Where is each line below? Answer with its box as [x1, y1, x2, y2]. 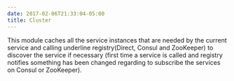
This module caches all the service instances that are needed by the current [7, 36, 228, 44]
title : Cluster [7, 17, 52, 24]
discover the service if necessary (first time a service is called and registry [7, 50, 223, 59]
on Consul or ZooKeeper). [7, 66, 83, 74]
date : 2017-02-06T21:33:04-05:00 [7, 10, 105, 17]
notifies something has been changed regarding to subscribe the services [7, 58, 221, 66]
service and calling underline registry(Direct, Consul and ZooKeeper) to [7, 43, 214, 52]
